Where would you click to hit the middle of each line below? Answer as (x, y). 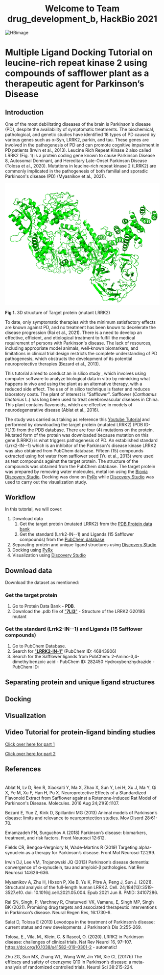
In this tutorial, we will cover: (34, 509)
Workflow (20, 497)
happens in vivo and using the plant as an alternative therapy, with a (74, 384)
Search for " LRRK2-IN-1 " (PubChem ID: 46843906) (64, 651)
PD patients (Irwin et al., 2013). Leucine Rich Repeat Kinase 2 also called (78, 150)
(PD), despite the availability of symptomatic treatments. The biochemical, (80, 129)
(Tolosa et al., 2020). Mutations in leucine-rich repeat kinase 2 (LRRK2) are (81, 166)
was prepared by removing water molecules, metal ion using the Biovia (76, 472)
